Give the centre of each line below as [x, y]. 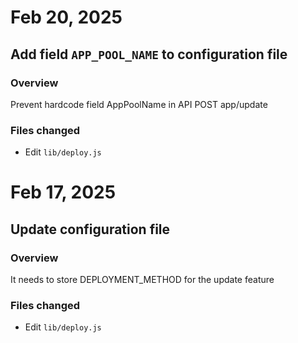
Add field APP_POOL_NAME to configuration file [149, 54]
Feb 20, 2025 [66, 17]
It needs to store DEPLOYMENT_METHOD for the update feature [142, 280]
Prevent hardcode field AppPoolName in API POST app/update [139, 104]
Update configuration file [90, 229]
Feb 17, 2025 [63, 192]
